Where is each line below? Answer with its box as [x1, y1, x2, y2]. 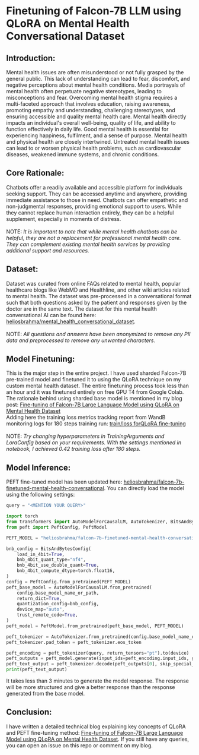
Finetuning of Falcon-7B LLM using [6, 4, 182, 18]
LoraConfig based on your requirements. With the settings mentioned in [6, 439, 182, 446]
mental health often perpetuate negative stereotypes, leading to [6, 88, 162, 94]
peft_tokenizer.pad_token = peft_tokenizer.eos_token [6, 639, 142, 645]
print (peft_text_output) [6, 666, 68, 672]
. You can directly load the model [104, 485, 185, 492]
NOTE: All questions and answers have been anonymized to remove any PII [6, 330, 191, 337]
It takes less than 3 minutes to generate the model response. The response [6, 677, 190, 684]
